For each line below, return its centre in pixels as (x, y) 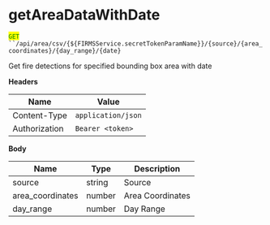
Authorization (38, 128)
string (97, 182)
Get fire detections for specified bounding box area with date (110, 66)
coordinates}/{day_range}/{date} (65, 50)
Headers (23, 81)
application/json (108, 115)
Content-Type (40, 115)
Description (157, 168)
